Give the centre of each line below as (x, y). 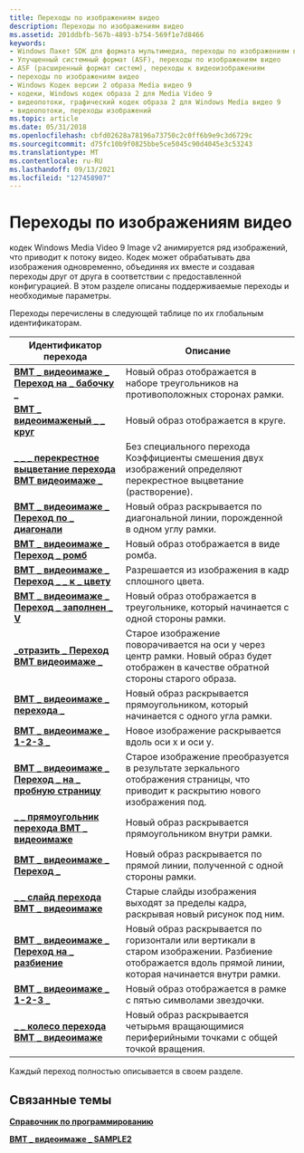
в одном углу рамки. (171, 529)
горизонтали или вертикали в (190, 940)
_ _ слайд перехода (58, 898)
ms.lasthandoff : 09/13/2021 (62, 169)
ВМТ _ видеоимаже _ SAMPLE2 (71, 1139)
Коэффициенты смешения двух (195, 458)
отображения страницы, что (188, 780)
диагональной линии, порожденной (204, 518)
